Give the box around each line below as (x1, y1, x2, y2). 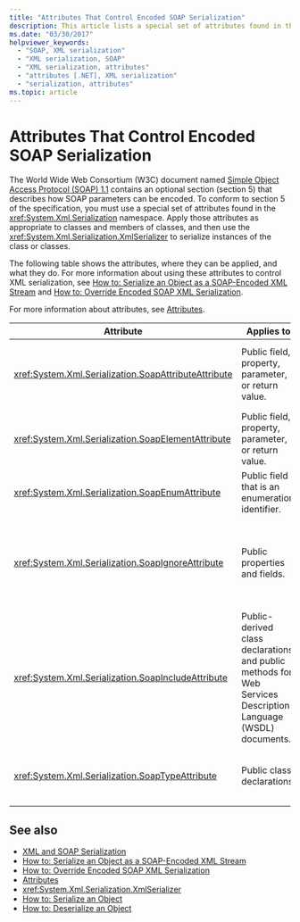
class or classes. (9, 241, 71, 252)
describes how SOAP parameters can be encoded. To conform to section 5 (9, 194, 286, 204)
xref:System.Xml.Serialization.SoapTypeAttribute (13, 769, 217, 782)
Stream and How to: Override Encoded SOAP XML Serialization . (9, 287, 244, 297)
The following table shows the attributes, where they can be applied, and (9, 258, 278, 269)
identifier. (240, 503, 281, 516)
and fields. (240, 568, 286, 580)
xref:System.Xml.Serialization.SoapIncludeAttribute (13, 671, 228, 684)
